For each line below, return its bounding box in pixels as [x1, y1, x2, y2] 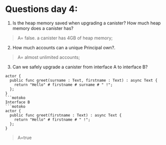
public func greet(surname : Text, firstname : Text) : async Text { [9, 78, 157, 83]
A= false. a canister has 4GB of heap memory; [17, 35, 113, 41]
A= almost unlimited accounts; [17, 54, 80, 60]
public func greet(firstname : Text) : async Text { [9, 113, 122, 118]
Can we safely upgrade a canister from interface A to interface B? [12, 64, 148, 70]
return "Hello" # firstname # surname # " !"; [14, 82, 113, 87]
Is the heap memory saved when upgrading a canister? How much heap [12, 20, 161, 26]
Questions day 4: [5, 3, 78, 15]
